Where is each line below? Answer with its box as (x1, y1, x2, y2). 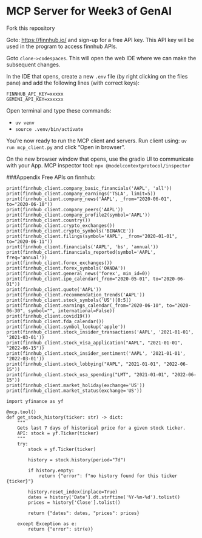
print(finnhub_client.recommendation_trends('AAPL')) (6, 292, 146, 298)
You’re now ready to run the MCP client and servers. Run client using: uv (6, 137, 187, 144)
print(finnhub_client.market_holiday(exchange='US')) (6, 382, 146, 388)
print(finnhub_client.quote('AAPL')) (6, 286, 102, 293)
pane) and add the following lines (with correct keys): (6, 79, 140, 86)
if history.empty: (28, 467, 75, 473)
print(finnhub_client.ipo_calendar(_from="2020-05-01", (6, 276, 150, 282)
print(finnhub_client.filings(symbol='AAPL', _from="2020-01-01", (6, 233, 178, 239)
